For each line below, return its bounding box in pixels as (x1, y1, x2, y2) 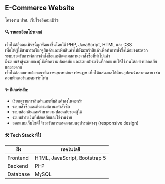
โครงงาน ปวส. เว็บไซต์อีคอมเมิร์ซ (5, 17, 59, 23)
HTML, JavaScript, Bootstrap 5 (34, 155, 106, 162)
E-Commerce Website (5, 4, 75, 12)
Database (7, 171, 30, 178)
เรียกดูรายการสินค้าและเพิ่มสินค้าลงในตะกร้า (12, 98, 82, 104)
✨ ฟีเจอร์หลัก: (5, 86, 29, 93)
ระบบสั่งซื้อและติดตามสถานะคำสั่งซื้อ (12, 104, 70, 110)
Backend (7, 163, 28, 170)
